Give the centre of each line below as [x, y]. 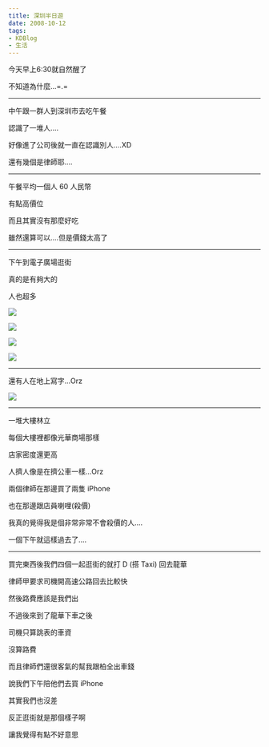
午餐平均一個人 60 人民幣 [50, 187]
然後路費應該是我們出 [43, 599]
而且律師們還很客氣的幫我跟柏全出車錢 [71, 667]
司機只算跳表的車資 [40, 632]
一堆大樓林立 [29, 421]
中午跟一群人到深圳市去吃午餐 [57, 111]
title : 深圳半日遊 [36, 16]
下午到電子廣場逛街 [40, 262]
